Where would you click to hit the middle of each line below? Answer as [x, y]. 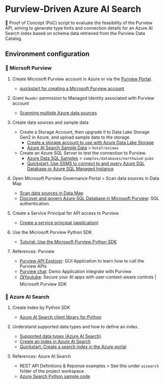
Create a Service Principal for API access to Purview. [66, 213]
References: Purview [33, 251]
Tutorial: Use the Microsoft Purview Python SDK [68, 242]
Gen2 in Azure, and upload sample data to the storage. [75, 137]
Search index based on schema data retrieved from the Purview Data [75, 33]
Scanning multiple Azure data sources [58, 113]
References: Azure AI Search [42, 356]
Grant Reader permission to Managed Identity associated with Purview [83, 98]
